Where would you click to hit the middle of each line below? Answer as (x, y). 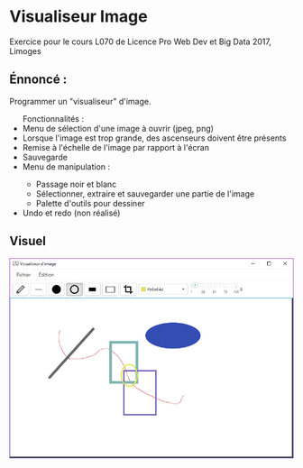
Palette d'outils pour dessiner (91, 203)
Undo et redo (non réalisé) (71, 213)
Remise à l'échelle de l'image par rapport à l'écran (116, 147)
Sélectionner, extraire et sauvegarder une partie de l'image (145, 193)
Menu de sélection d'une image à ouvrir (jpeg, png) (118, 128)
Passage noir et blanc (76, 184)
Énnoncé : (38, 80)
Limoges (26, 50)
